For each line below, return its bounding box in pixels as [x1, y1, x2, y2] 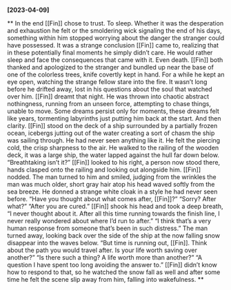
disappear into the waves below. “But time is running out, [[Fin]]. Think [7, 239, 208, 247]
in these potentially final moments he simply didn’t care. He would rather [7, 48, 213, 56]
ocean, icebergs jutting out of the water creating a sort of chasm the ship [7, 129, 215, 137]
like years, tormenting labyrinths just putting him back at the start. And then [7, 114, 221, 123]
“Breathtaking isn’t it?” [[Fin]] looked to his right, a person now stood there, [7, 158, 221, 166]
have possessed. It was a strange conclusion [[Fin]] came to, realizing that [7, 41, 219, 49]
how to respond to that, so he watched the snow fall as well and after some [7, 268, 221, 276]
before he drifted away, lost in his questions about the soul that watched [7, 85, 212, 93]
